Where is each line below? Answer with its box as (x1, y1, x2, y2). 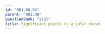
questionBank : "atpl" (5, 16, 51, 21)
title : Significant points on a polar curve (5, 21, 100, 26)
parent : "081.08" (5, 12, 42, 17)
